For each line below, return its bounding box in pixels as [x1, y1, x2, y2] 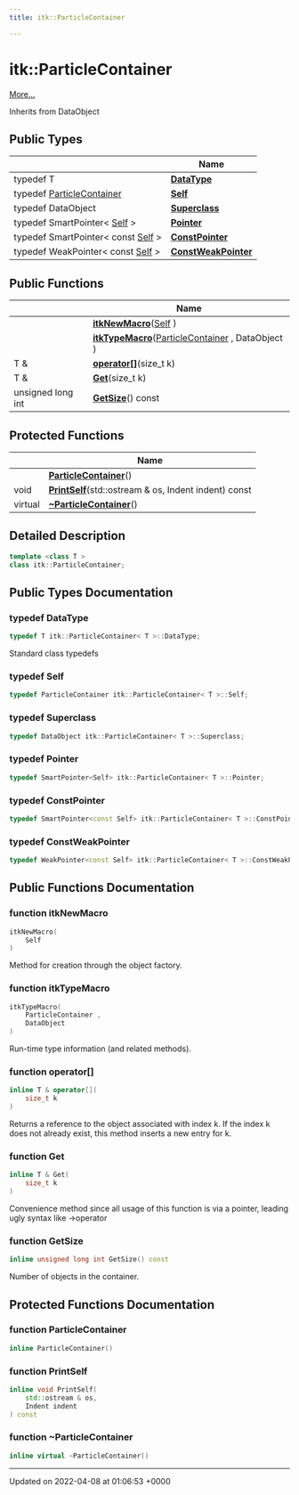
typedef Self [9, 670, 65, 682]
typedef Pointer [9, 753, 79, 765]
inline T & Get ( [9, 1171, 69, 1180]
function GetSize [9, 1235, 84, 1247]
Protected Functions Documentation [9, 1297, 215, 1312]
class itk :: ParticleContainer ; [9, 560, 125, 569]
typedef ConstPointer [9, 794, 105, 806]
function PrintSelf [9, 1365, 88, 1377]
